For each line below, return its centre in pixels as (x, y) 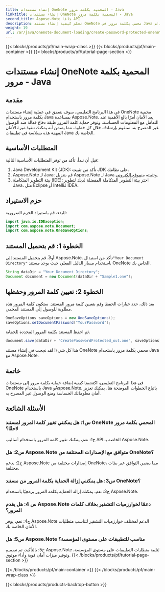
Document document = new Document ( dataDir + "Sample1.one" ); (69, 276)
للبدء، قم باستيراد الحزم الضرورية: (36, 212)
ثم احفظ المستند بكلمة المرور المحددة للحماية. (48, 332)
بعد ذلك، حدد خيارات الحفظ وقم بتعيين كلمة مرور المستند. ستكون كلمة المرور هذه (80, 304)
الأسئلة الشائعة (25, 409)
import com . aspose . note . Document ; (41, 226)
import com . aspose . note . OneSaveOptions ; (47, 231)
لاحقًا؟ (12, 429)
